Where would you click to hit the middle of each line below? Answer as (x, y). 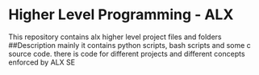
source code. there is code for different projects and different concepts (127, 53)
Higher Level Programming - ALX (121, 15)
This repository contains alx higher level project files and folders (115, 37)
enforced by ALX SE (42, 62)
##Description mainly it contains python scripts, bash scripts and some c (130, 45)
